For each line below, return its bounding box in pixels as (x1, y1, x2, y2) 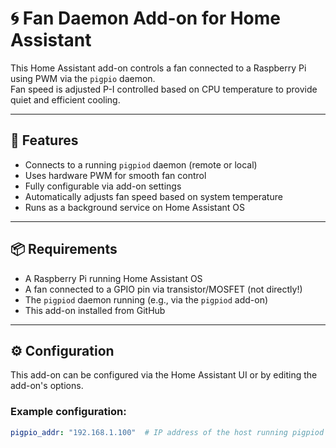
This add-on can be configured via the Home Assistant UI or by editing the (10, 369, 318, 381)
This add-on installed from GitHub (24, 304, 166, 316)
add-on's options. (10, 380, 84, 392)
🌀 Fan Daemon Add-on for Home (10, 7, 281, 30)
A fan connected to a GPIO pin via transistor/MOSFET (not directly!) (24, 283, 303, 295)
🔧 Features (10, 132, 79, 149)
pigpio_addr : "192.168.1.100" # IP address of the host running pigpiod (10, 427, 325, 437)
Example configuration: (10, 405, 127, 419)
